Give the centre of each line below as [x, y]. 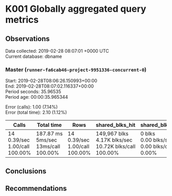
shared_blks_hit [115, 125]
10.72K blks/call [115, 146]
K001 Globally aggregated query [76, 9]
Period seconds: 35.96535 [33, 92]
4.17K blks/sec [114, 140]
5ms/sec [46, 140]
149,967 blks [112, 134]
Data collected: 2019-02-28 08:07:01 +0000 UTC [57, 51]
